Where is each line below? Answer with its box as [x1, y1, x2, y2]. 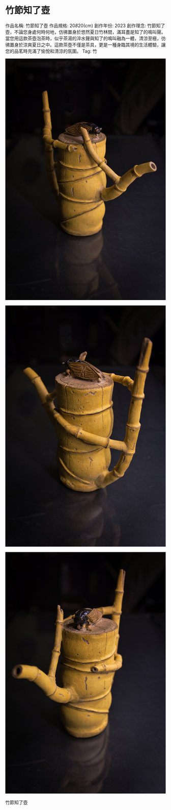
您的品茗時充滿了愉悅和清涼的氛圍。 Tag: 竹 [5, 48, 98, 54]
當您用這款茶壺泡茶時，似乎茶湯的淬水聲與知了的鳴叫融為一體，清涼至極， [5, 35, 161, 41]
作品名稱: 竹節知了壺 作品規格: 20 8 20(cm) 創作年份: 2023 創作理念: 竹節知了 [5, 22, 165, 29]
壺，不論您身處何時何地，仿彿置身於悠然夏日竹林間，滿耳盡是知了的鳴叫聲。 [5, 29, 166, 35]
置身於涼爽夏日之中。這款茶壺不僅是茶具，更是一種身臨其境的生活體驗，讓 [9, 41, 166, 47]
